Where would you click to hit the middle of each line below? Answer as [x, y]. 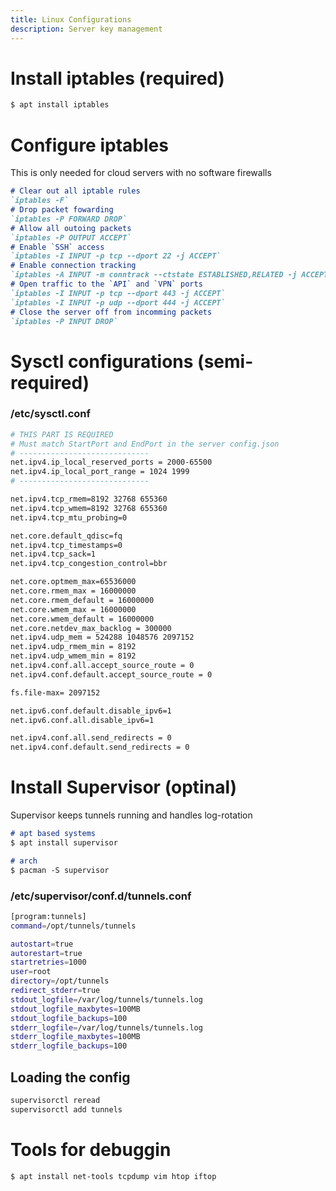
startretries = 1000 [48, 962]
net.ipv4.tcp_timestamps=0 [66, 545]
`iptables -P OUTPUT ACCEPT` [71, 237]
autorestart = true [46, 953]
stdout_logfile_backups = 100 [69, 1018]
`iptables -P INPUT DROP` [64, 321]
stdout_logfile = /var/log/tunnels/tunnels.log [106, 999]
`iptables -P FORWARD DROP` [69, 219]
